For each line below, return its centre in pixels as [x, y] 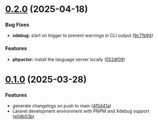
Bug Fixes [17, 25]
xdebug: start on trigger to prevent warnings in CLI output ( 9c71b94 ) [83, 35]
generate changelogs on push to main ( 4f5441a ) [62, 106]
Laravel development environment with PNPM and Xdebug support [81, 111]
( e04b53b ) [23, 117]
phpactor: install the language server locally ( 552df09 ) [69, 59]
